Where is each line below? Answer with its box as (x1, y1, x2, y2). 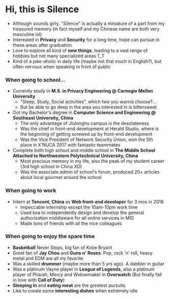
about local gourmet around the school (20, 174, 102, 181)
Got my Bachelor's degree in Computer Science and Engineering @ (12, 109, 156, 115)
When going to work (5, 187, 57, 194)
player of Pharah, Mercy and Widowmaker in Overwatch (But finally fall (12, 271, 162, 278)
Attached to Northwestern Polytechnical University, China (12, 153, 139, 159)
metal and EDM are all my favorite (12, 255, 84, 261)
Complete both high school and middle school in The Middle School (12, 147, 156, 154)
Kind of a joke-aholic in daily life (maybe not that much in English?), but (12, 58, 162, 64)
